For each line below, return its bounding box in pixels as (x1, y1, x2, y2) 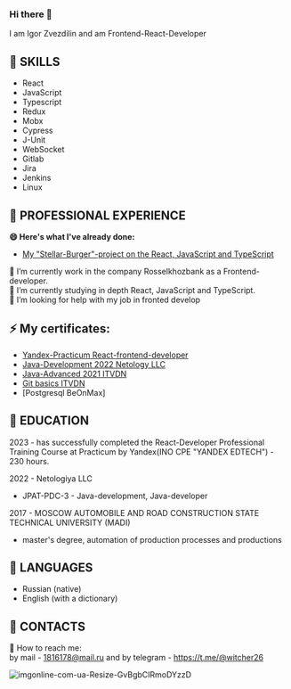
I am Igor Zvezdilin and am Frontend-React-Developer (9, 29, 206, 39)
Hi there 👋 (9, 8, 53, 21)
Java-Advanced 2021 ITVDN (21, 368, 127, 379)
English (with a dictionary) (21, 593, 118, 604)
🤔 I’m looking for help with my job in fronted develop (9, 294, 201, 305)
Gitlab (21, 153, 44, 164)
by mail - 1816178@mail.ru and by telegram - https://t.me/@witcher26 (9, 652, 264, 663)
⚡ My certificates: (9, 321, 110, 337)
